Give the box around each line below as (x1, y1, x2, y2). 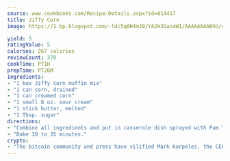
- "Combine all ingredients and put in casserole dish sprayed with (7, 124, 207, 131)
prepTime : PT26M (7, 66, 53, 74)
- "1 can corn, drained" (7, 86, 78, 93)
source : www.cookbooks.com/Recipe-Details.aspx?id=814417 (7, 10, 176, 17)
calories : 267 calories (7, 48, 75, 55)
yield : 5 (7, 35, 32, 42)
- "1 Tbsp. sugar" (7, 112, 60, 119)
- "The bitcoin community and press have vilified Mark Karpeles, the (7, 143, 213, 151)
